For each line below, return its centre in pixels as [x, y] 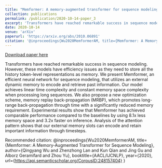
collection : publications [31, 14]
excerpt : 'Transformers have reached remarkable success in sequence [76, 23]
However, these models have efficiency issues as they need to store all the [79, 69]
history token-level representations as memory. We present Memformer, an [80, 74]
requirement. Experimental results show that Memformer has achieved [75, 110]
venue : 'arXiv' [20, 32]
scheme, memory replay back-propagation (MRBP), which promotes [73, 100]
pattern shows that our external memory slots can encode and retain [73, 126]
